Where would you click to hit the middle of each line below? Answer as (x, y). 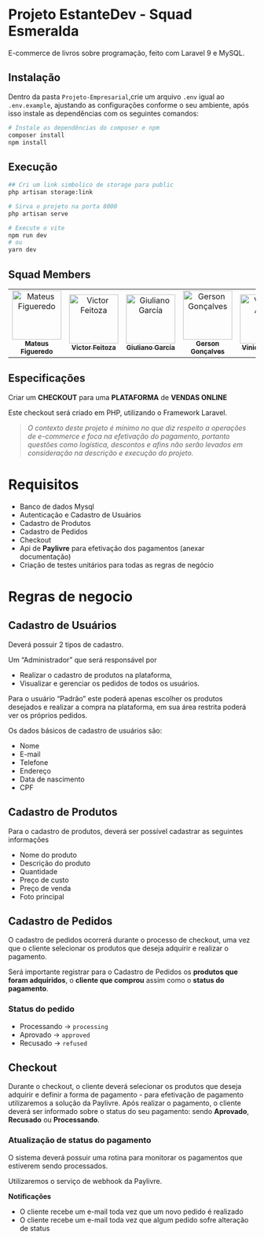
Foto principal (42, 896)
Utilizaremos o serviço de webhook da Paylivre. (85, 1181)
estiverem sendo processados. (58, 1166)
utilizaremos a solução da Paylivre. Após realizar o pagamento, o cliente (125, 1103)
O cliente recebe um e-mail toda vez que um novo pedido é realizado (131, 1211)
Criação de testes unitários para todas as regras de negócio (117, 564)
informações (29, 840)
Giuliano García (150, 347)
